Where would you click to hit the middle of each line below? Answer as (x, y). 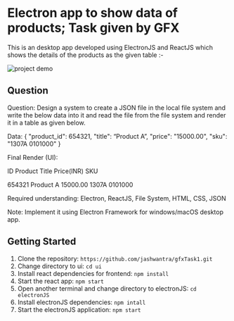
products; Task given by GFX (93, 28)
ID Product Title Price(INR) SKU (53, 171)
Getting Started (42, 242)
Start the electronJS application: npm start (79, 309)
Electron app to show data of (92, 13)
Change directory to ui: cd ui (59, 266)
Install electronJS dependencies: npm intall (82, 302)
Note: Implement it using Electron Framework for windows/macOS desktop (115, 212)
